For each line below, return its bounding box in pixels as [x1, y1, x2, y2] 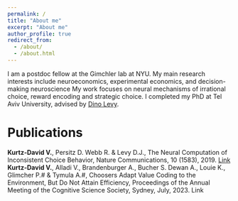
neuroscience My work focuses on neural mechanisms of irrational [30, 85, 226, 93]
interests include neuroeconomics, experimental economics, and [7, 77, 197, 85]
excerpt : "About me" [7, 23, 69, 31]
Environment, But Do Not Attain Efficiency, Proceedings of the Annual [7, 178, 211, 187]
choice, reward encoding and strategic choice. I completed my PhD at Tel [7, 92, 222, 100]
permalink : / [7, 10, 46, 18]
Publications [7, 125, 83, 141]
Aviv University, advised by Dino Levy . [7, 99, 119, 108]
